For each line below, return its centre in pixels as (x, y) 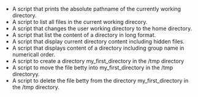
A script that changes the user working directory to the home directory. (102, 28)
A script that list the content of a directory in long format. (84, 35)
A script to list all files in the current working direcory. (80, 22)
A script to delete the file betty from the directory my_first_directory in (100, 80)
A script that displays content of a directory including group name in (98, 48)
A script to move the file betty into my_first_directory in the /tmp (93, 68)
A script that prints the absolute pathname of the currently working (97, 9)
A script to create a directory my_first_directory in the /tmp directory (98, 61)
